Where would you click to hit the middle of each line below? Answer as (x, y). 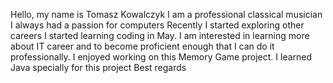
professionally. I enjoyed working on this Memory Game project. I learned (161, 57)
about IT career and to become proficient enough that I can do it (142, 46)
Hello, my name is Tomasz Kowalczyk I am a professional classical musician (166, 14)
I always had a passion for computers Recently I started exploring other (157, 25)
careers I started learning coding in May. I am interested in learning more (160, 35)
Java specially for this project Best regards (98, 67)
